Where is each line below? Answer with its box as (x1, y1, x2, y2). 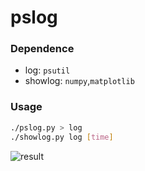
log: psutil (24, 64, 71, 76)
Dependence (10, 42, 75, 56)
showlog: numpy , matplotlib (24, 75, 135, 87)
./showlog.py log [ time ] (10, 132, 114, 142)
